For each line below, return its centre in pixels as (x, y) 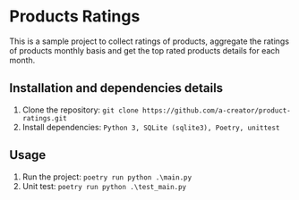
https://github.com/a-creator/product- (216, 110)
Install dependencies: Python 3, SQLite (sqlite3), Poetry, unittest (151, 127)
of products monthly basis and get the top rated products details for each (145, 50)
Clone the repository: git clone (80, 110)
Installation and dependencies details (116, 88)
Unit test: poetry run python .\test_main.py (104, 186)
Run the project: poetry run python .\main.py (107, 177)
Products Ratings (75, 17)
